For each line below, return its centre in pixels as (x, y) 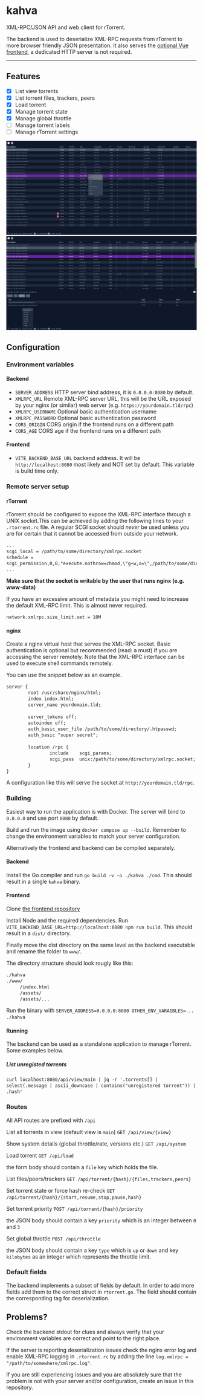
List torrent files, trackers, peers (55, 98)
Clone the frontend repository (43, 909)
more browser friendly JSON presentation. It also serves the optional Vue (98, 45)
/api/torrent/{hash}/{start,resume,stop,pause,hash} (74, 1198)
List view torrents (37, 91)
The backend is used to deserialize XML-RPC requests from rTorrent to (95, 39)
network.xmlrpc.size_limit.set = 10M (54, 617)
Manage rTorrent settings (47, 132)
